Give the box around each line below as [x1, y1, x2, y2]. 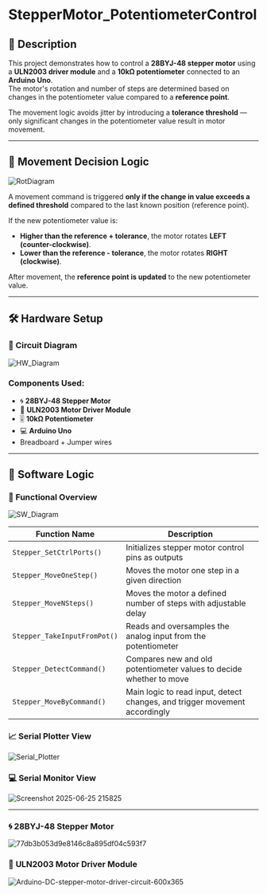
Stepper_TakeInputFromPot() [12, 632, 118, 641]
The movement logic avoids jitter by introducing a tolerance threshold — [8, 108, 248, 117]
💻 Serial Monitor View [8, 772, 97, 783]
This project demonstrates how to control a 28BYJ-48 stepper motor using [8, 58, 256, 68]
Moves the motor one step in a [126, 565, 240, 576]
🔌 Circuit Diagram [8, 340, 78, 351]
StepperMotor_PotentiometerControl [8, 6, 257, 24]
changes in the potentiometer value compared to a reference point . [8, 92, 230, 101]
